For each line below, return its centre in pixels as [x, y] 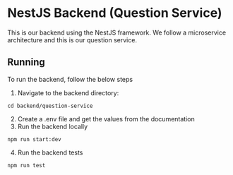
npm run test [26, 165]
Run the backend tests [50, 152]
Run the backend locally [53, 126]
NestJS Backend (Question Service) [115, 13]
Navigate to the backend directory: [68, 92]
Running [26, 62]
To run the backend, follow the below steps [70, 79]
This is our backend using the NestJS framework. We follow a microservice [117, 32]
